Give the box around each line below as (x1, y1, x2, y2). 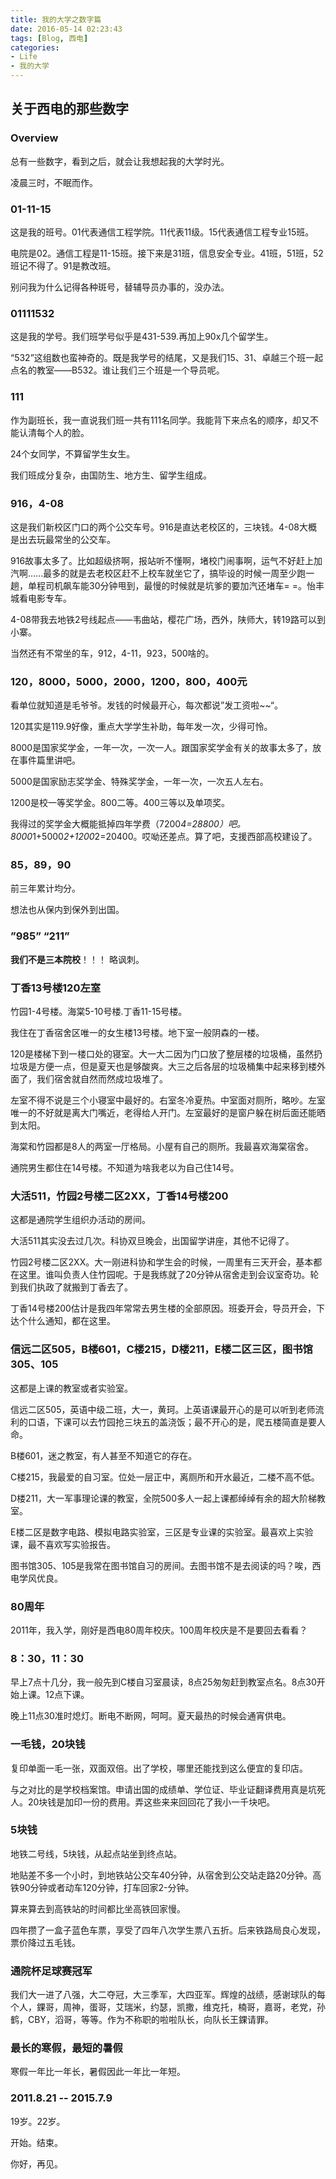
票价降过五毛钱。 (10, 1936, 81, 1948)
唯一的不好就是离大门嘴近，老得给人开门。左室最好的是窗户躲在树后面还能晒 (10, 1107, 326, 1119)
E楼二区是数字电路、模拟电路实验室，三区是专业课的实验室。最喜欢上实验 (10, 1526, 314, 1538)
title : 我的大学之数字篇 (10, 14, 102, 25)
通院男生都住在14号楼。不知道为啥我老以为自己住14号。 (10, 1162, 240, 1174)
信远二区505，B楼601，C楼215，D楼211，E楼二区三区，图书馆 (10, 1342, 313, 1356)
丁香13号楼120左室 (10, 981, 102, 995)
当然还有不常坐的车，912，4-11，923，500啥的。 (10, 647, 215, 659)
